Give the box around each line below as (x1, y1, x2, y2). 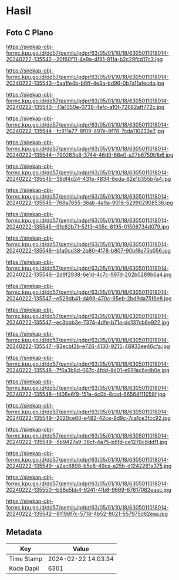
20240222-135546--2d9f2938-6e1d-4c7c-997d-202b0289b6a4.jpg (6, 271, 172, 278)
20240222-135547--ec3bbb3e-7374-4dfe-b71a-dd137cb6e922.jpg (6, 319, 170, 326)
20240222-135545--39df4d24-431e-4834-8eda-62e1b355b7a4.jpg (6, 175, 171, 182)
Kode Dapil (9, 564, 39, 572)
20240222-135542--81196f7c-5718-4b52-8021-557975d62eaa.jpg (6, 511, 168, 517)
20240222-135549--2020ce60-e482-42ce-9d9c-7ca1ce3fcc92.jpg (6, 415, 171, 422)
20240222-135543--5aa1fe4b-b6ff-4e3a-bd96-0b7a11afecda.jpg (6, 79, 164, 87)
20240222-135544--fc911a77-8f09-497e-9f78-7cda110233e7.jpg (6, 128, 164, 134)
